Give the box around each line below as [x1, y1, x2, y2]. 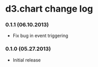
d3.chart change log [5, 3, 93, 15]
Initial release [12, 57, 41, 63]
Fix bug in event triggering [12, 32, 68, 39]
